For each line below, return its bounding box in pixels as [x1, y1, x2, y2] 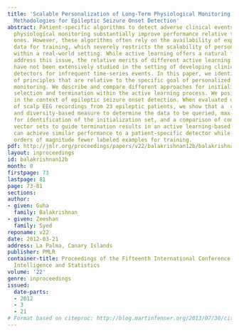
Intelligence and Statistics [14, 262, 100, 269]
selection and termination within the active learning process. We [14, 90, 218, 97]
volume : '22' [7, 268, 46, 275]
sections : [7, 189, 37, 196]
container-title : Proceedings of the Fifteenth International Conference [7, 255, 231, 263]
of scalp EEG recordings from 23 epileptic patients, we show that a [14, 103, 224, 110]
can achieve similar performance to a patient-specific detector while [14, 129, 231, 137]
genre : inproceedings [7, 275, 72, 282]
